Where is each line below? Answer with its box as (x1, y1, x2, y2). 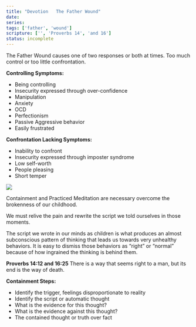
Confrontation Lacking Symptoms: (6, 136, 92, 143)
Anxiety (14, 100, 33, 106)
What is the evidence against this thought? (14, 308, 118, 315)
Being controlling (14, 81, 56, 88)
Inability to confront (14, 147, 62, 154)
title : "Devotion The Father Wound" (6, 8, 101, 15)
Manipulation (14, 93, 46, 100)
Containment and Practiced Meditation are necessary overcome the (6, 195, 170, 201)
